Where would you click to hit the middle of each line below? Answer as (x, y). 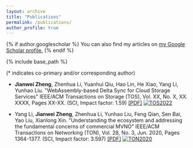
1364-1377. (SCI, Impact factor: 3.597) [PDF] (68, 139)
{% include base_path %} (37, 62)
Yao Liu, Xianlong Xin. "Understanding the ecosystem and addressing (98, 121)
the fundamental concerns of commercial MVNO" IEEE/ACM (87, 126)
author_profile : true (32, 28)
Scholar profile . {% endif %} (40, 51)
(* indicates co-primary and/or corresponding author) (71, 73)
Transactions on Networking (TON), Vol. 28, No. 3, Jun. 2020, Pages (97, 133)
